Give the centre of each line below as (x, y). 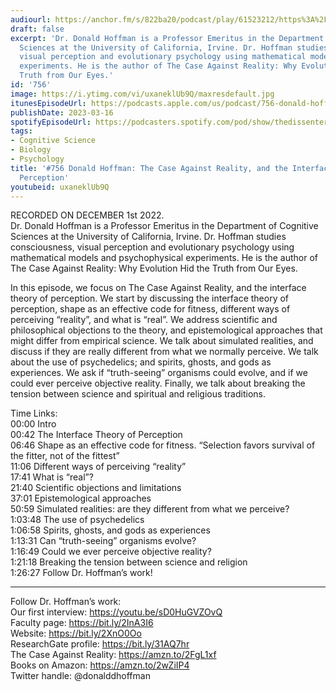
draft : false (37, 29)
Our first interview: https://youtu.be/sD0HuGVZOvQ (116, 612)
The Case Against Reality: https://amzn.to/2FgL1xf (113, 655)
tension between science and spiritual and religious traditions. (138, 394)
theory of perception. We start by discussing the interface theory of (150, 298)
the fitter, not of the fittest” (65, 456)
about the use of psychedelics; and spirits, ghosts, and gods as (141, 362)
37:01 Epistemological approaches (81, 498)
